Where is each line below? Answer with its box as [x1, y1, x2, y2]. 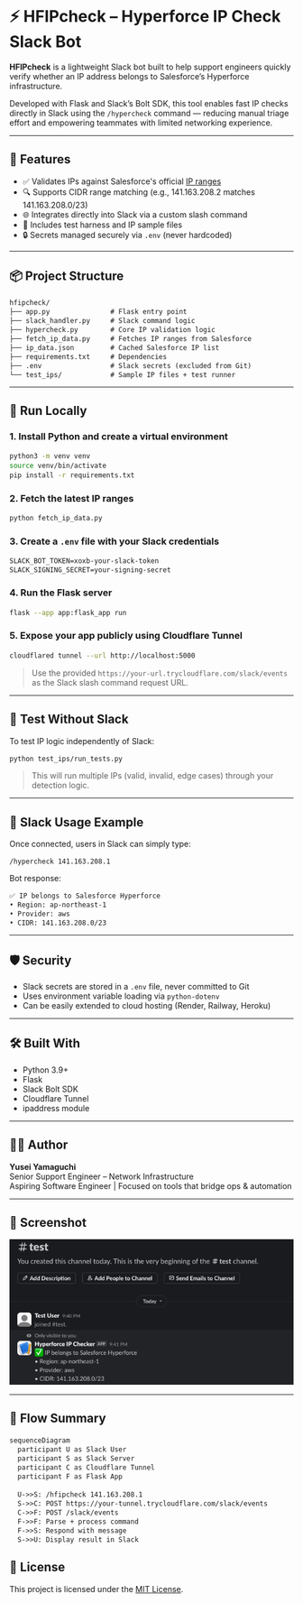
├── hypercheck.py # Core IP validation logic [9, 325, 216, 334]
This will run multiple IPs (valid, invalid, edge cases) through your [31, 770, 274, 781]
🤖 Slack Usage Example [9, 815, 144, 830]
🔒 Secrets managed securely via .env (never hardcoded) [22, 229, 233, 240]
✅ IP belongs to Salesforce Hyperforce [9, 891, 161, 901]
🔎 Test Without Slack [9, 712, 129, 727]
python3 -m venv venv [9, 452, 91, 461]
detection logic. [31, 780, 90, 791]
